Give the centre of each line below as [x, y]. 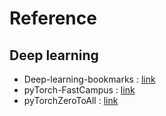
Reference [53, 18]
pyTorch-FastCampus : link [79, 90]
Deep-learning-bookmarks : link [89, 79]
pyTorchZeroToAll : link [71, 100]
